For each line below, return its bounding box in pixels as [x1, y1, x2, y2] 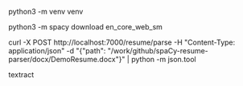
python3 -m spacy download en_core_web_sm [8, 22, 163, 31]
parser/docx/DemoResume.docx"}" [8, 55, 126, 64]
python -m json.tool [131, 55, 197, 64]
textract [8, 70, 35, 79]
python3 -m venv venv [8, 7, 84, 16]
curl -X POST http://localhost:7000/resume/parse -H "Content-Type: [8, 37, 236, 47]
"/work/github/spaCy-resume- [107, 46, 209, 55]
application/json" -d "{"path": [8, 46, 106, 55]
